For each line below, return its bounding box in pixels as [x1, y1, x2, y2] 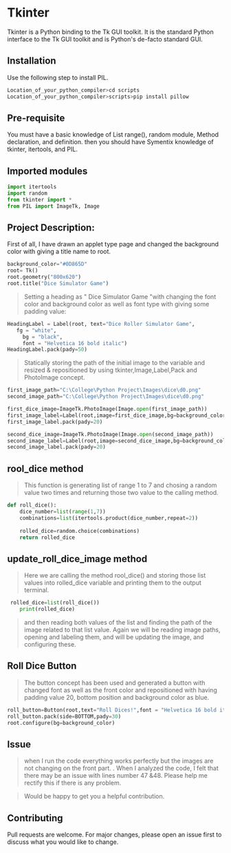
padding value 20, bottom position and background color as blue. [23, 693, 210, 701]
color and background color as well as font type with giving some [23, 300, 210, 308]
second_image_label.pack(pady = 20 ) [7, 444, 107, 451]
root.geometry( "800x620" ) [7, 274, 81, 281]
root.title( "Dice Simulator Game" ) [7, 280, 109, 287]
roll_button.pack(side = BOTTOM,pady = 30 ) [7, 713, 122, 720]
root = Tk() [7, 267, 38, 274]
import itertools [7, 184, 57, 190]
